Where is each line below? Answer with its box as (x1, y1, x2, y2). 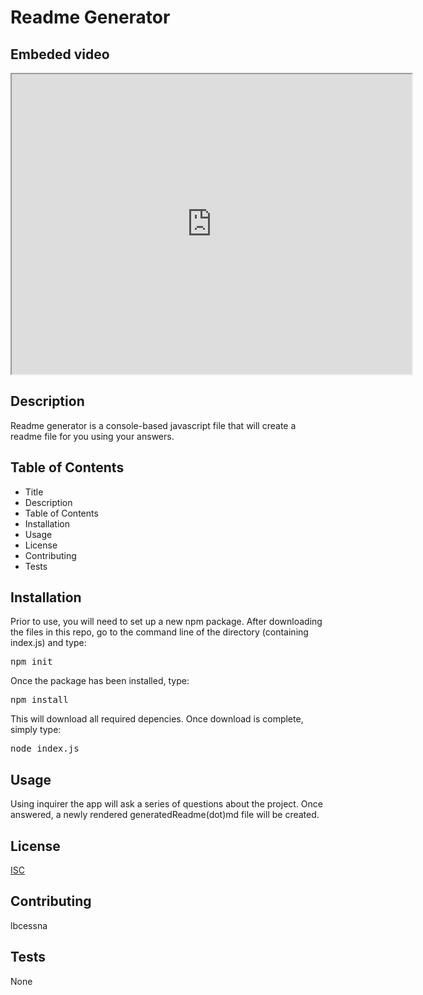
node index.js (10, 743, 80, 755)
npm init (10, 656, 53, 668)
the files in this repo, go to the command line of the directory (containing (10, 626, 309, 638)
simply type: (10, 724, 62, 736)
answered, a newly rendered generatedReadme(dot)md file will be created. (10, 809, 320, 821)
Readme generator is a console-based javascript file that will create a (10, 419, 297, 431)
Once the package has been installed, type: (10, 675, 190, 687)
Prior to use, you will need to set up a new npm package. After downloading (10, 616, 323, 628)
